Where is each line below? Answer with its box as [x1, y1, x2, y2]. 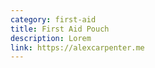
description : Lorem [10, 33, 92, 43]
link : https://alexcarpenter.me [10, 42, 145, 53]
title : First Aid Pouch [10, 24, 110, 34]
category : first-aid [10, 14, 97, 25]
